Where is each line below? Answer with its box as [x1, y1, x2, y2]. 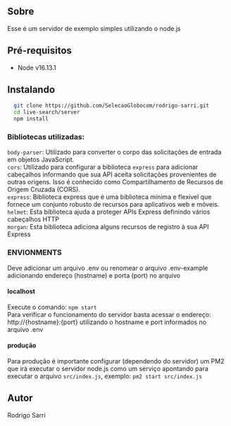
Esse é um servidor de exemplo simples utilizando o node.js [7, 24, 181, 32]
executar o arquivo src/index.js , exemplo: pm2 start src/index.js [7, 372, 203, 380]
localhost [7, 288, 35, 296]
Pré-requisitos [7, 45, 73, 57]
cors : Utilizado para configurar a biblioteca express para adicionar [7, 163, 199, 172]
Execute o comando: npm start [7, 302, 97, 311]
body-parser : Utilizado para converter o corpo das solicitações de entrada [7, 148, 222, 157]
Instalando [7, 84, 55, 96]
